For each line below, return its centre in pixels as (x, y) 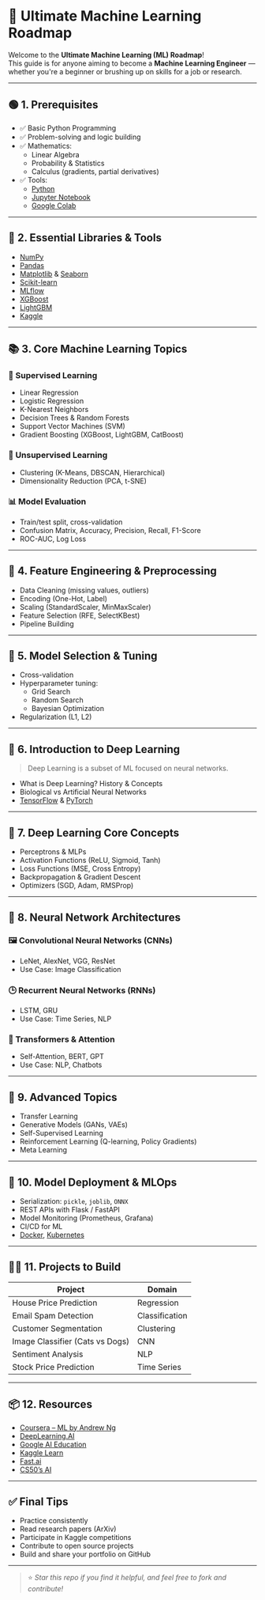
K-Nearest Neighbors (54, 410)
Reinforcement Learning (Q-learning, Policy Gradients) (108, 1141)
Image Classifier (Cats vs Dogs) (71, 1341)
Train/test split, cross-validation (71, 522)
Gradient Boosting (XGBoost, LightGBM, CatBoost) (101, 435)
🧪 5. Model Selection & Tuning (83, 656)
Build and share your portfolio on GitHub (85, 1554)
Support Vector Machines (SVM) (73, 426)
